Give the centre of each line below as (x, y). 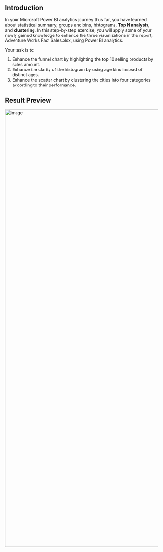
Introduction (24, 8)
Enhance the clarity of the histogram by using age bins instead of (77, 69)
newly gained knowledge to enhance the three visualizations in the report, (79, 35)
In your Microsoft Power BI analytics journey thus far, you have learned (76, 19)
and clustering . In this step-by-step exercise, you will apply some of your (78, 30)
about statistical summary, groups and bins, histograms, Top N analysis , (77, 25)
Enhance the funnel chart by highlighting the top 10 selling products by (83, 59)
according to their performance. (44, 85)
